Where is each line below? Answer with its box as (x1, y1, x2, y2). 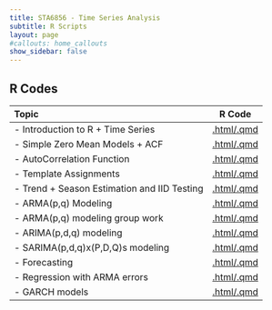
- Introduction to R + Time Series (14, 123, 156, 135)
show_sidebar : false (9, 47, 88, 56)
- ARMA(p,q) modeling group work (14, 211, 164, 224)
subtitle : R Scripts (9, 22, 88, 31)
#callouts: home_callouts (9, 38, 107, 48)
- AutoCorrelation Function (14, 152, 130, 165)
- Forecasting (14, 255, 74, 268)
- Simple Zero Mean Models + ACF (14, 137, 164, 150)
